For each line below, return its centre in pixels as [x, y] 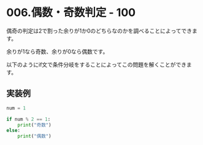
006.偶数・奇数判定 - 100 [71, 13]
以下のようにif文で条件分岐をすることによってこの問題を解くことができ [97, 65]
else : [13, 131]
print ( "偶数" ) [34, 136]
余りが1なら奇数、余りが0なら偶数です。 [57, 51]
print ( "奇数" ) [34, 125]
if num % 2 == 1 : [29, 119]
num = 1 [16, 108]
